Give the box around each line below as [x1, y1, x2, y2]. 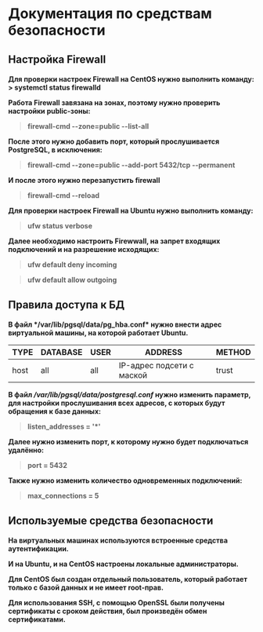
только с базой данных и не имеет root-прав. [8, 583, 164, 593]
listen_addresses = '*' [27, 422, 101, 432]
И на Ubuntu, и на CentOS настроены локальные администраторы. [8, 559, 239, 569]
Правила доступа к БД [8, 298, 125, 311]
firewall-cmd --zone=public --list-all [27, 122, 150, 131]
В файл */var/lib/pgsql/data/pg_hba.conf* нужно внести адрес [8, 320, 222, 330]
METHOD [215, 347, 251, 358]
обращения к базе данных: [8, 407, 102, 416]
